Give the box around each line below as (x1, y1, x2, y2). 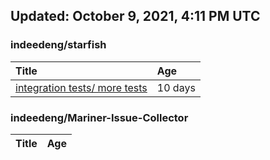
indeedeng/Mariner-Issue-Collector (10, 110, 189, 124)
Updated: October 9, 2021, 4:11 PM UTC (10, 8, 261, 25)
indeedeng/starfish (10, 38, 107, 52)
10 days (156, 80, 196, 94)
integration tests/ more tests (15, 80, 148, 94)
